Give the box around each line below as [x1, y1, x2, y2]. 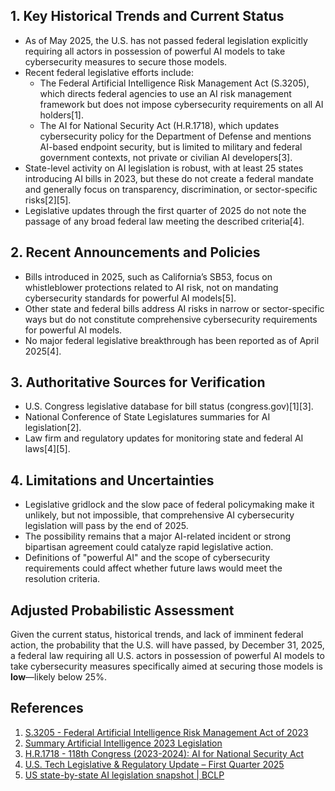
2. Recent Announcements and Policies [10, 244, 261, 261]
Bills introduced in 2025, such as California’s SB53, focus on [24, 270, 273, 283]
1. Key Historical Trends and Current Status [10, 8, 285, 25]
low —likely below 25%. [10, 671, 107, 683]
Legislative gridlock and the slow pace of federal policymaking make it [24, 499, 315, 511]
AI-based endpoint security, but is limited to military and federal [39, 140, 303, 153]
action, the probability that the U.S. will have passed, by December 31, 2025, [10, 639, 325, 651]
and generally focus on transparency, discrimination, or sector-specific [24, 183, 318, 195]
